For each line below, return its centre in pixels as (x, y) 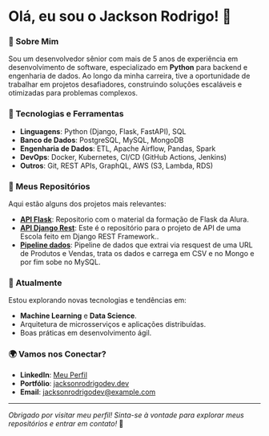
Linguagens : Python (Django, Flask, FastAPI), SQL (103, 131)
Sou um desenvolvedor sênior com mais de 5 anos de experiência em (123, 59)
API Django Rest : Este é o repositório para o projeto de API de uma (130, 228)
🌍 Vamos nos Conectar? (57, 354)
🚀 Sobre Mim (34, 42)
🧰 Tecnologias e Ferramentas (66, 114)
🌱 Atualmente (35, 283)
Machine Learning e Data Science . (78, 316)
